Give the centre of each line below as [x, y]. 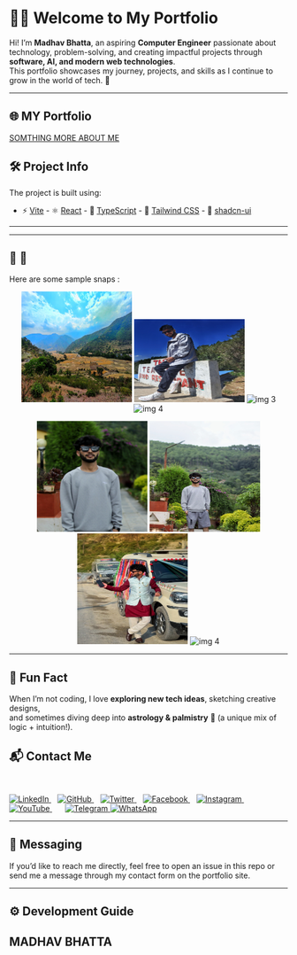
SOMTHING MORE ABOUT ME [65, 137]
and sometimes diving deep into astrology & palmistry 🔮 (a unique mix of [143, 718]
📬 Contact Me [50, 756]
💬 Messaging [46, 845]
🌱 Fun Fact [38, 677]
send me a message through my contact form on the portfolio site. [129, 875]
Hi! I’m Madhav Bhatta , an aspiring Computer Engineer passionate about [143, 43]
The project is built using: [55, 192]
